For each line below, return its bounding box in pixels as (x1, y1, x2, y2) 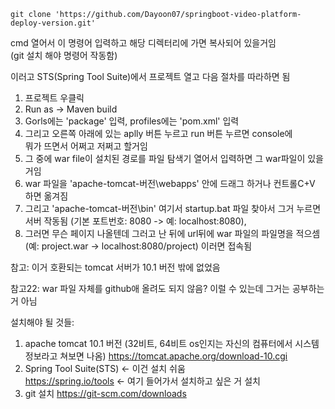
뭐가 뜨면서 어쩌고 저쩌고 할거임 (24, 140, 148, 152)
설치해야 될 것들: (10, 316, 75, 328)
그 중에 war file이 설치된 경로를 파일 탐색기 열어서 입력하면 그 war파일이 (24, 153, 306, 164)
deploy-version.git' (10, 18, 97, 28)
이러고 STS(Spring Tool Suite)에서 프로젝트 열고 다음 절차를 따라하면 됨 (10, 71, 291, 82)
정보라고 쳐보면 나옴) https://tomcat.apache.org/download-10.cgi (24, 350, 288, 362)
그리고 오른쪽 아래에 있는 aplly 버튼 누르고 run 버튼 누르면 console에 (24, 128, 293, 139)
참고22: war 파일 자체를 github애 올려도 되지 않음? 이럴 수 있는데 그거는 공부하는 (10, 283, 325, 294)
